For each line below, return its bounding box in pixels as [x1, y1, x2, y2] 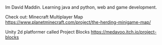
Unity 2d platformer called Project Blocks [5, 29, 90, 34]
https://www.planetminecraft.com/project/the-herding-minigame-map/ [5, 19, 151, 25]
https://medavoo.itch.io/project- [90, 29, 156, 34]
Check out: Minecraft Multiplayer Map [5, 14, 83, 19]
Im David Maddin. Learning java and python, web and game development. [5, 4, 157, 10]
